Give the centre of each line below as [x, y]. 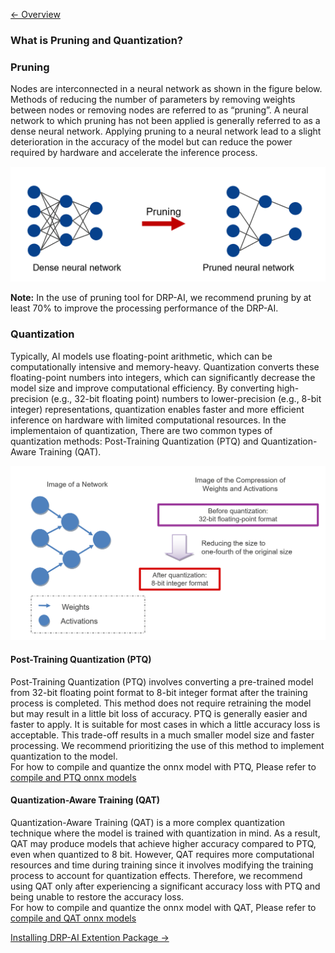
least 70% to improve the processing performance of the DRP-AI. [144, 308]
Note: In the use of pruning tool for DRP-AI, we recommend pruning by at [161, 298]
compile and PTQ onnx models [73, 777]
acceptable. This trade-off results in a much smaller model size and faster [162, 735]
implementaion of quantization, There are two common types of [141, 430]
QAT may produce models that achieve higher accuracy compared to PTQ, [163, 844]
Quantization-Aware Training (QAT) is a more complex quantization [148, 823]
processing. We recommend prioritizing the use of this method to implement [167, 745]
